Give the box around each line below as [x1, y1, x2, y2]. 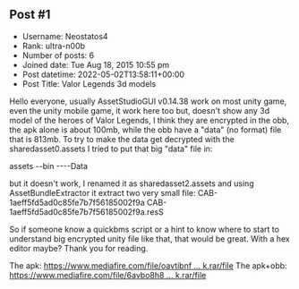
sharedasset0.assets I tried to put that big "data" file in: [9, 143, 213, 154]
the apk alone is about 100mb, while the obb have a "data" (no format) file [9, 124, 282, 135]
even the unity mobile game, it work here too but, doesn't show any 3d [9, 105, 270, 115]
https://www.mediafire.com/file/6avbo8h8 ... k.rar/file [9, 269, 207, 280]
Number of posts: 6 [21, 49, 95, 61]
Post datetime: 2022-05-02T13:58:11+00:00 [21, 69, 185, 80]
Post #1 [9, 7, 51, 22]
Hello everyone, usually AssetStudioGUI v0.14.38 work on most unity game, [9, 96, 287, 106]
